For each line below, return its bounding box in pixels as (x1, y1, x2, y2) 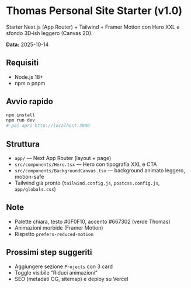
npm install (6, 112, 35, 118)
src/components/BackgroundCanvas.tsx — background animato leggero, (14, 167, 186, 174)
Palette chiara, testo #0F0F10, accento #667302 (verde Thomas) (14, 218, 171, 225)
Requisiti (6, 58, 39, 68)
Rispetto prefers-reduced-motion (14, 230, 94, 237)
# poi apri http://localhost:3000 (6, 123, 91, 129)
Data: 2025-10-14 (6, 41, 49, 48)
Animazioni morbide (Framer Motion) (14, 224, 103, 231)
